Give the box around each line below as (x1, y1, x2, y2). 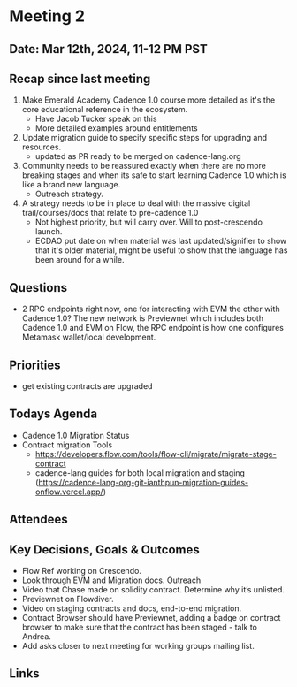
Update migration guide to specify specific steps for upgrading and (21, 133, 268, 143)
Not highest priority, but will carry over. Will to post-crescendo (34, 217, 263, 227)
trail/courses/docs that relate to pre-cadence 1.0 (21, 208, 199, 218)
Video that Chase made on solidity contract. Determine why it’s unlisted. (21, 584, 286, 595)
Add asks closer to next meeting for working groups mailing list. (21, 641, 255, 652)
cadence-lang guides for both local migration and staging (34, 467, 246, 478)
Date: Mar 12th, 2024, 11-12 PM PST (9, 42, 208, 57)
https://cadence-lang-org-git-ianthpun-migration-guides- (38, 477, 249, 487)
